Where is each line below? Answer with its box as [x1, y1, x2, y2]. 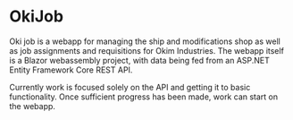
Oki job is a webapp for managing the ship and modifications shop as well [9, 36, 281, 47]
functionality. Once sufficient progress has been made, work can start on [9, 91, 279, 102]
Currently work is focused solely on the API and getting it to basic [9, 81, 251, 92]
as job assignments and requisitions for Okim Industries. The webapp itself [9, 45, 284, 56]
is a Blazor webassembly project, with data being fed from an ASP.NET [9, 55, 271, 65]
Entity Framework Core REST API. [9, 64, 133, 75]
